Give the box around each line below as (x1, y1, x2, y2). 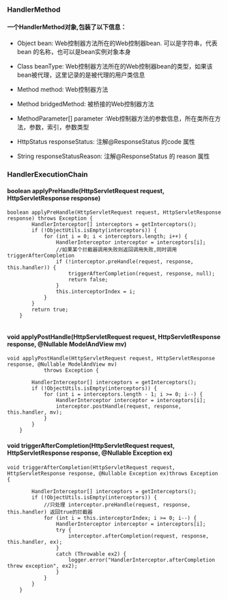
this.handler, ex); (7, 538, 63, 545)
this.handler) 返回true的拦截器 (7, 508, 94, 515)
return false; (68, 276, 109, 284)
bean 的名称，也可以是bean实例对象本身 (16, 48, 131, 56)
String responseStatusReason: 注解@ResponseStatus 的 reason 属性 (16, 152, 210, 160)
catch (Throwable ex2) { (55, 550, 127, 558)
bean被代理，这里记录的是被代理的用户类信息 (16, 71, 145, 79)
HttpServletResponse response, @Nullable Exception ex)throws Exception (7, 470, 218, 477)
